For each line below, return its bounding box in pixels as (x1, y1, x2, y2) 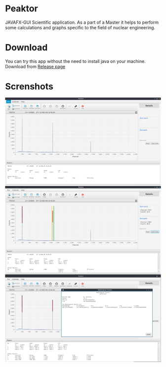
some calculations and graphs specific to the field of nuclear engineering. (5, 24, 156, 30)
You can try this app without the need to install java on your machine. (5, 58, 146, 64)
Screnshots (5, 81, 53, 92)
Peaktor (5, 3, 38, 14)
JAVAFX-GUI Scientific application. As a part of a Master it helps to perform (5, 19, 159, 25)
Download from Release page (5, 63, 66, 69)
